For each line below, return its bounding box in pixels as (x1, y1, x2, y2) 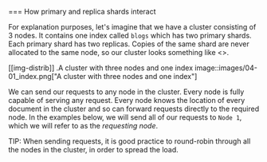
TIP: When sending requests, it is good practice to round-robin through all (8, 136, 251, 146)
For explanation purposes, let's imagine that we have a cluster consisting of (8, 22, 257, 31)
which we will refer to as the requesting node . (8, 121, 159, 130)
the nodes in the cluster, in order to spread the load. (8, 145, 179, 154)
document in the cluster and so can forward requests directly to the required (8, 104, 260, 113)
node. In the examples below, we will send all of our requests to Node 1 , (8, 113, 242, 122)
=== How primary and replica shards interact (8, 7, 157, 16)
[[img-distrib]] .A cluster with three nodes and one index (8, 63, 194, 73)
